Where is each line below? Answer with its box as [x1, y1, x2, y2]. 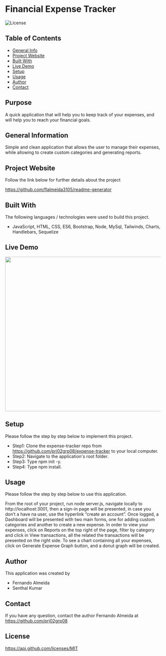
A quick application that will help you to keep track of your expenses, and [5, 111, 155, 117]
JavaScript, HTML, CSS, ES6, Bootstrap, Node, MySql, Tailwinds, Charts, [12, 224, 161, 230]
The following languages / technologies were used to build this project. [5, 214, 150, 220]
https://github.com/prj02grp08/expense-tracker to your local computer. [12, 448, 159, 454]
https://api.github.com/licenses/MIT [5, 645, 78, 651]
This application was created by [5, 570, 70, 576]
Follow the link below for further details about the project [5, 177, 121, 183]
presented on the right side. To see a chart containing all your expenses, [5, 538, 153, 544]
